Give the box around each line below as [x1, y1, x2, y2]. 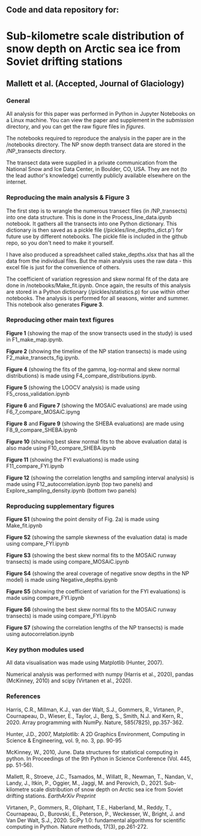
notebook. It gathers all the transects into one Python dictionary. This [6, 220, 177, 227]
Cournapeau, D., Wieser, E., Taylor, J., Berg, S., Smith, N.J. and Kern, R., [6, 712, 184, 719]
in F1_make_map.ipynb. [6, 335, 64, 343]
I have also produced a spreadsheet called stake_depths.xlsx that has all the [6, 251, 195, 258]
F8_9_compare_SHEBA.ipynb [6, 426, 77, 433]
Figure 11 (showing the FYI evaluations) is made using [6, 456, 139, 463]
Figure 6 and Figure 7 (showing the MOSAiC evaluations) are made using [6, 402, 187, 409]
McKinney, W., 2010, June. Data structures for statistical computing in [6, 748, 179, 755]
